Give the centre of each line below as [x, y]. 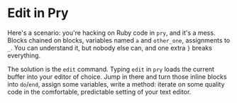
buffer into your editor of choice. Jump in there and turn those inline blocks [117, 77]
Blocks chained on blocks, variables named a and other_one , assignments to [119, 40]
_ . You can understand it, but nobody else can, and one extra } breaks [110, 48]
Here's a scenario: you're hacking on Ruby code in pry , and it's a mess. [111, 33]
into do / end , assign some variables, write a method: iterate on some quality [116, 84]
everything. [24, 55]
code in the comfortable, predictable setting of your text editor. [99, 92]
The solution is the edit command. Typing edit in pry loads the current [111, 69]
